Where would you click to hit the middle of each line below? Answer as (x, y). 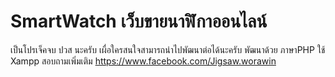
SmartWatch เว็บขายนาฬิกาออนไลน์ (139, 21)
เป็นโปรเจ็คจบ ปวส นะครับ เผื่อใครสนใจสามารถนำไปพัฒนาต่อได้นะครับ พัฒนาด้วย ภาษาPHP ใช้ (168, 49)
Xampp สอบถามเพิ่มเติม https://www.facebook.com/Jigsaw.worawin (143, 61)
